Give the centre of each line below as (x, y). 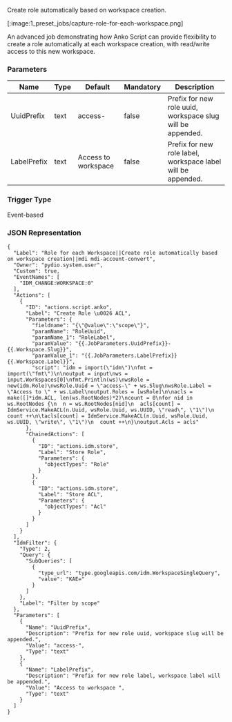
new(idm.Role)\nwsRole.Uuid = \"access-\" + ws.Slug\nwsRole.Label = (109, 386)
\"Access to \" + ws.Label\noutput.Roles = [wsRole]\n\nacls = (100, 392)
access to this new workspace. (51, 51)
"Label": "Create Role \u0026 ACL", (78, 313)
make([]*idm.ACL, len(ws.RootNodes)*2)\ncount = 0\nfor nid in (100, 398)
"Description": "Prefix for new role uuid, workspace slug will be (125, 633)
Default (98, 87)
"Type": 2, (35, 549)
